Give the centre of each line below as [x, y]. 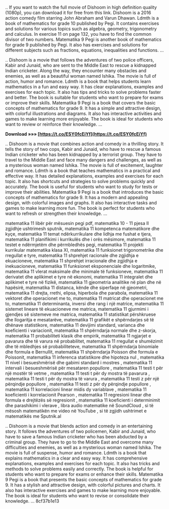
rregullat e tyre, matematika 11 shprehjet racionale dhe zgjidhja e [72, 255]
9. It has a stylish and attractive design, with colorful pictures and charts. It [83, 485]
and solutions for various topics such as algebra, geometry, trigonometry [81, 29]
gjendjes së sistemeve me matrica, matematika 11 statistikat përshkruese [81, 314]
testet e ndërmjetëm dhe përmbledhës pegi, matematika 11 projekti [74, 245]
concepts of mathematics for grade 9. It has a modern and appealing [77, 197]
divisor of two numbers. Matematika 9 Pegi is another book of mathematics [83, 39]
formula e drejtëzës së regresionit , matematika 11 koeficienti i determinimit [83, 400]
